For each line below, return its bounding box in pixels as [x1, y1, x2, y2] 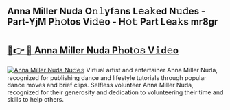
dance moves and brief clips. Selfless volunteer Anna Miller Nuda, [7, 81, 194, 89]
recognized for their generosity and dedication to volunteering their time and [7, 88, 224, 96]
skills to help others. [7, 96, 64, 103]
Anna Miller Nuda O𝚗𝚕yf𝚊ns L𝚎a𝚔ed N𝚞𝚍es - [7, 5, 206, 17]
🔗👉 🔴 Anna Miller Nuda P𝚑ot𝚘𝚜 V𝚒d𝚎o [7, 44, 179, 56]
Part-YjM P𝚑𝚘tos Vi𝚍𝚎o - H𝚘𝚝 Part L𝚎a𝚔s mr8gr [7, 16, 218, 28]
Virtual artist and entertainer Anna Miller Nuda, [86, 66, 218, 74]
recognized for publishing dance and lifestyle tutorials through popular [7, 74, 207, 81]
